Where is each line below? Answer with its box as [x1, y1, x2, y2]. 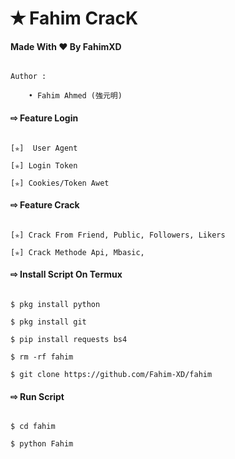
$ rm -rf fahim [10, 352, 74, 362]
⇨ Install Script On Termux [10, 268, 123, 281]
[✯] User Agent [10, 143, 78, 153]
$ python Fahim [10, 439, 74, 449]
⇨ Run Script [10, 390, 65, 402]
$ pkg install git [10, 317, 87, 327]
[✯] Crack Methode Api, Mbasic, [10, 247, 145, 257]
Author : [10, 72, 47, 82]
